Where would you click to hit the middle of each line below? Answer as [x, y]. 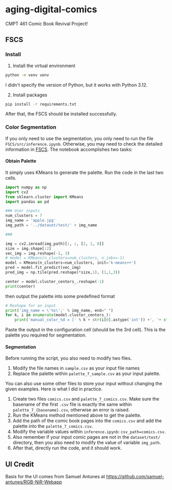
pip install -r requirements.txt [41, 104]
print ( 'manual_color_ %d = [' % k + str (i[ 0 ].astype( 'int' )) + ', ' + [88, 320]
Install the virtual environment [44, 66]
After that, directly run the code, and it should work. [67, 448]
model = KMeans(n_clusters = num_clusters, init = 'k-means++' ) [71, 263]
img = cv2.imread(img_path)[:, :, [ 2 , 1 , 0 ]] [55, 244]
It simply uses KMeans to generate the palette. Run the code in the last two [84, 172]
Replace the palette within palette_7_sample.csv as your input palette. [87, 374]
